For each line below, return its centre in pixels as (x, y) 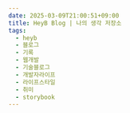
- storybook (35, 97)
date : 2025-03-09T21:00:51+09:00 (64, 16)
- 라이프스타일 (35, 82)
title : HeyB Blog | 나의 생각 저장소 (65, 23)
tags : (17, 30)
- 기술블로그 (33, 68)
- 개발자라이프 (35, 75)
